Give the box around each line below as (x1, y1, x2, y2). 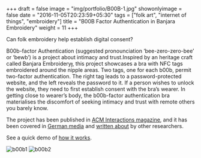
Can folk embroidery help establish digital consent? (6, 36, 133, 42)
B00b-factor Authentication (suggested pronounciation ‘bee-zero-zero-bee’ (6, 47, 194, 54)
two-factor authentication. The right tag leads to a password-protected (6, 73, 182, 80)
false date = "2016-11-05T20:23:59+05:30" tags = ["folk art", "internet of (6, 11, 187, 19)
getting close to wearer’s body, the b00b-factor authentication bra (6, 92, 170, 99)
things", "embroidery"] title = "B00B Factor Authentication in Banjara (6, 18, 176, 25)
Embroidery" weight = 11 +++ (6, 24, 79, 31)
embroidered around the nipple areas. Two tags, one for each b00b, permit (6, 66, 192, 74)
